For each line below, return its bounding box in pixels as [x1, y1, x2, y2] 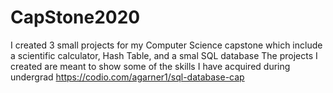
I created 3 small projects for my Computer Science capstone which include [10, 39, 323, 51]
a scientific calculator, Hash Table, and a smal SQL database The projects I [10, 49, 318, 61]
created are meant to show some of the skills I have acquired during [10, 60, 291, 72]
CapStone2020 [10, 6, 141, 29]
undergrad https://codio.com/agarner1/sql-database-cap [10, 71, 245, 83]
